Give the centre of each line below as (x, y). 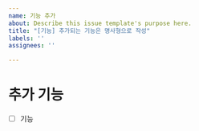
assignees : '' (32, 46)
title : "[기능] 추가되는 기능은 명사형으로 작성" (79, 31)
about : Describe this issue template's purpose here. (100, 23)
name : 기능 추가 (32, 16)
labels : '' (26, 38)
